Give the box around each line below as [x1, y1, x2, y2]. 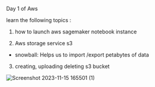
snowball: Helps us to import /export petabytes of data [14, 51, 149, 58]
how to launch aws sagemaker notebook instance [14, 28, 137, 35]
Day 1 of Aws [6, 5, 38, 12]
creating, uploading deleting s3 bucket [14, 63, 110, 70]
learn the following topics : [6, 17, 72, 23]
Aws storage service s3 [14, 40, 73, 46]
